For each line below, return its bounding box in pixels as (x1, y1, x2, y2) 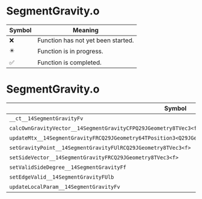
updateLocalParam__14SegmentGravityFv (9, 183, 120, 190)
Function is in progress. (37, 47, 103, 55)
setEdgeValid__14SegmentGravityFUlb (9, 173, 114, 180)
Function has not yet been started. (37, 36, 134, 44)
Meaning (73, 26, 99, 34)
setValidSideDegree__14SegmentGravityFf (9, 164, 126, 171)
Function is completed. (37, 58, 102, 67)
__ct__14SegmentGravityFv (9, 115, 84, 121)
